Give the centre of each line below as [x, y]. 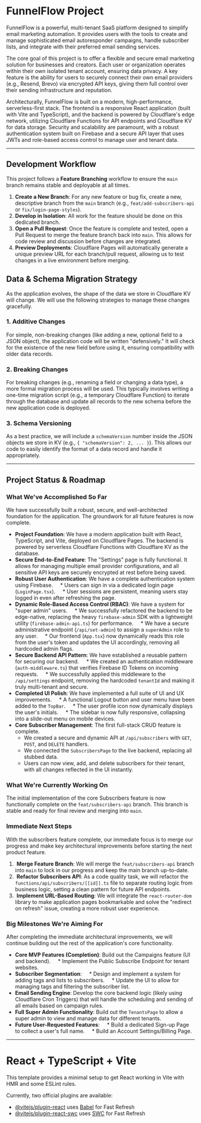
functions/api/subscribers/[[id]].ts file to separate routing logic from [103, 883]
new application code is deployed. [48, 408]
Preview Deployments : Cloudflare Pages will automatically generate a [101, 247]
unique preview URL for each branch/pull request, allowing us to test [99, 254]
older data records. [30, 354]
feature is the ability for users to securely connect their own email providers [100, 77]
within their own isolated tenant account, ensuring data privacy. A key [92, 71]
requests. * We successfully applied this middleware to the [90, 674]
